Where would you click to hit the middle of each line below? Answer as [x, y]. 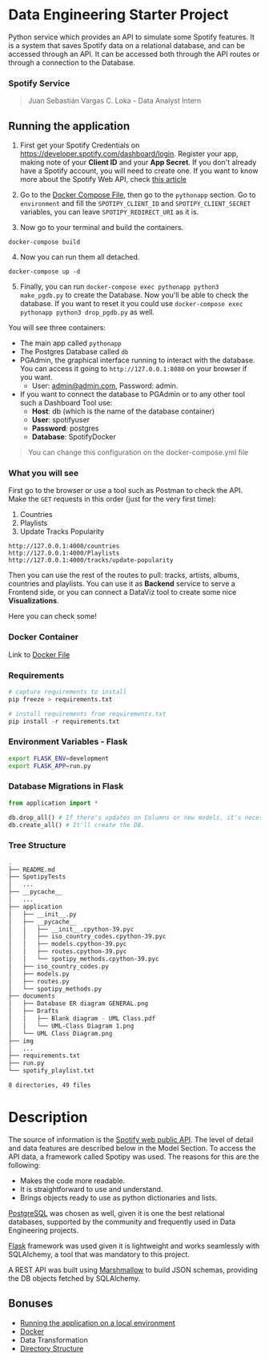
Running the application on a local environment [98, 1323]
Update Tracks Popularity [62, 531]
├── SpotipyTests [37, 877]
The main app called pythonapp [70, 343]
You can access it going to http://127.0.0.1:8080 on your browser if [133, 369]
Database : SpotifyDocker [74, 437]
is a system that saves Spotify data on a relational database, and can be [127, 45]
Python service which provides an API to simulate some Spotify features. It [131, 37]
